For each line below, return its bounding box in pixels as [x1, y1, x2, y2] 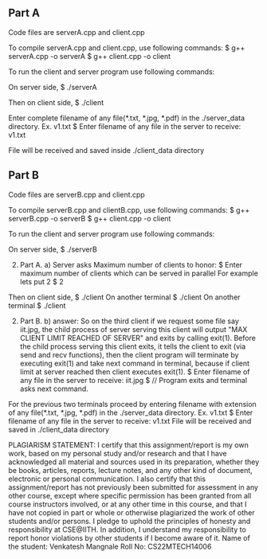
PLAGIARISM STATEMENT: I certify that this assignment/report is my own [8, 440, 249, 449]
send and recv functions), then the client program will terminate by [19, 350, 239, 359]
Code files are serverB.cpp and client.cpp [8, 190, 145, 199]
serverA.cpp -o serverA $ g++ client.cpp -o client [8, 51, 171, 61]
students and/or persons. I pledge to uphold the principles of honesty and [8, 516, 251, 526]
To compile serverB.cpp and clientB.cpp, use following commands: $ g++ [8, 205, 250, 214]
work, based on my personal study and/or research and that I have [8, 448, 227, 458]
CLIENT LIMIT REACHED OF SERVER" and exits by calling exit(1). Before [19, 333, 257, 342]
